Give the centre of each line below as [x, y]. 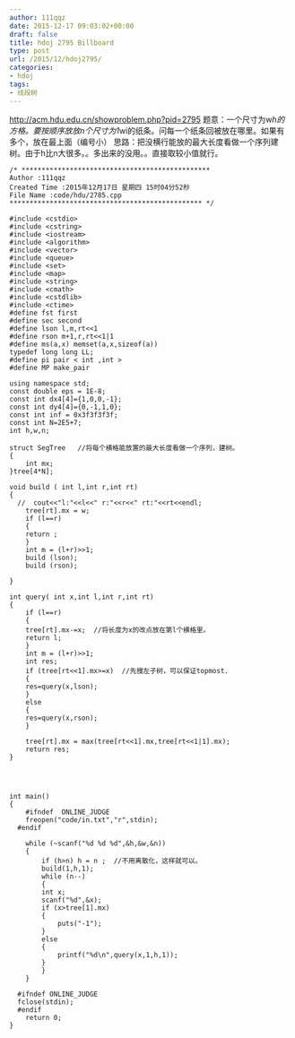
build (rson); [52, 566]
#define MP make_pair [50, 368]
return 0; [44, 1017]
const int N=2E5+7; [46, 422]
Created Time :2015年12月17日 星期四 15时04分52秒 [100, 187]
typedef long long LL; [52, 352]
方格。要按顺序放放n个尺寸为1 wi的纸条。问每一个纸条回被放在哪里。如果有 [147, 130]
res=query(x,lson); [62, 687]
